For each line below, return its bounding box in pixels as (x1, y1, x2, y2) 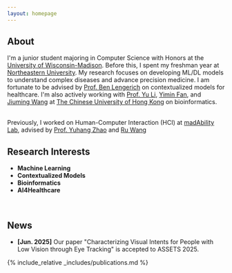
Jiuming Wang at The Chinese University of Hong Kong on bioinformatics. (7, 98, 217, 106)
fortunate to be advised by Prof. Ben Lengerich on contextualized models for (7, 83, 225, 92)
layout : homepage (7, 10, 57, 17)
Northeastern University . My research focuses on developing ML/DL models (7, 68, 224, 77)
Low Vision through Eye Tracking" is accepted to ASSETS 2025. (17, 245, 199, 254)
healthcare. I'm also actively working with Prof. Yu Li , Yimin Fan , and (7, 90, 202, 99)
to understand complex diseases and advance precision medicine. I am (7, 76, 210, 84)
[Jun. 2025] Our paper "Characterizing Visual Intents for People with (17, 238, 214, 246)
